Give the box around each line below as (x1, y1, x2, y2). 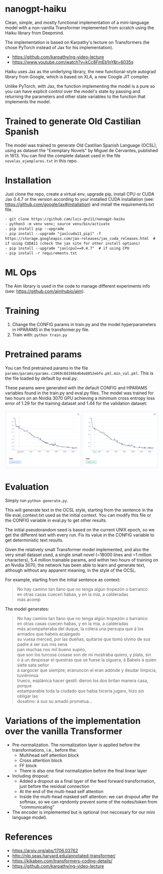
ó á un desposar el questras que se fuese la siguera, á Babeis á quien (17, 657, 157, 662)
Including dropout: (12, 773, 50, 778)
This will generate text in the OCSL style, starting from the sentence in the (5, 507, 153, 513)
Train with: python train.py (12, 331, 67, 337)
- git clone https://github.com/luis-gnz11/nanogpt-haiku (5, 216, 125, 221)
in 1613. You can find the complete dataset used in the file (5, 153, 121, 158)
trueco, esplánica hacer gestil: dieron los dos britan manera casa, (17, 678, 148, 683)
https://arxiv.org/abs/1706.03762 (12, 847, 78, 854)
